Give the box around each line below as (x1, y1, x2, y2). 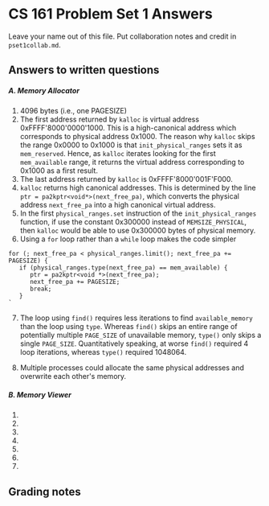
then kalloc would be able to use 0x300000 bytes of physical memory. (19, 226, 256, 236)
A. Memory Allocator (8, 85, 80, 95)
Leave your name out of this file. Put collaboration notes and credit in (8, 31, 237, 41)
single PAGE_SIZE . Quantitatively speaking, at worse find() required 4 (19, 339, 249, 348)
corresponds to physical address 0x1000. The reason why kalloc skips (19, 132, 255, 142)
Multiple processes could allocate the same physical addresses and (19, 363, 245, 372)
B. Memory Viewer (8, 389, 72, 399)
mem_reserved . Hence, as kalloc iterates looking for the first (19, 149, 216, 158)
